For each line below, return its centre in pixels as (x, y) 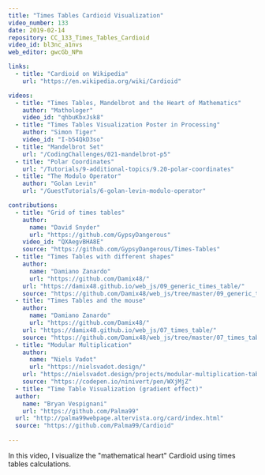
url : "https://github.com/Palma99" (81, 411)
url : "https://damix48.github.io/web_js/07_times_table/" (119, 330)
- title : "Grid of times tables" (70, 213)
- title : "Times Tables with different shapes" (95, 257)
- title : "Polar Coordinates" (65, 162)
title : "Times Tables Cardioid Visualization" (86, 15)
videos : (21, 96)
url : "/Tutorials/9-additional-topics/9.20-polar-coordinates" (129, 169)
